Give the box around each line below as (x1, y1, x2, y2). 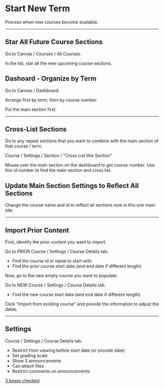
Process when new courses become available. (5, 19, 99, 25)
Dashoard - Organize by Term (5, 74, 97, 83)
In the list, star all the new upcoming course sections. (5, 60, 112, 66)
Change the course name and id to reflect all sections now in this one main (5, 202, 155, 208)
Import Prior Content (5, 226, 69, 235)
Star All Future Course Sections (5, 38, 103, 46)
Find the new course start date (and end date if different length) (12, 292, 141, 297)
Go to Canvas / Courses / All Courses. (5, 51, 82, 57)
